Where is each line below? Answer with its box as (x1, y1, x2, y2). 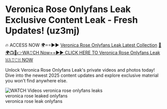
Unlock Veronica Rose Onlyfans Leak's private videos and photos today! (5, 67, 155, 73)
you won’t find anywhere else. (5, 77, 68, 84)
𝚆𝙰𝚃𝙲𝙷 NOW (5, 57, 34, 63)
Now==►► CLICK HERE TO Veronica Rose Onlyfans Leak (40, 49, 160, 56)
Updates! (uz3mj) (5, 25, 80, 36)
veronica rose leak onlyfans (5, 98, 63, 104)
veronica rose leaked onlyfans (5, 92, 68, 99)
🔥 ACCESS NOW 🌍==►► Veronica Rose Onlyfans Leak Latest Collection (5, 42, 157, 48)
